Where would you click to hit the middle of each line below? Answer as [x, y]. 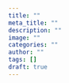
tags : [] [23, 60]
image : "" [25, 38]
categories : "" [33, 45]
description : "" [35, 30]
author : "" [26, 52]
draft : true [28, 67]
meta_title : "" [33, 23]
